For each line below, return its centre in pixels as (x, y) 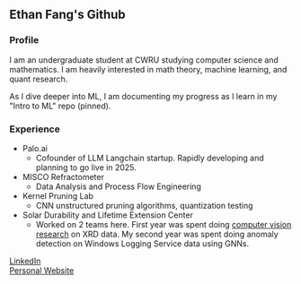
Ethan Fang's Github (67, 15)
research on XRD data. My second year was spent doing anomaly (157, 234)
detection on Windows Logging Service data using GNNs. (142, 243)
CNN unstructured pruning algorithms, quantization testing (144, 205)
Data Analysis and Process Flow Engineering (119, 186)
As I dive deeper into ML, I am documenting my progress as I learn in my (143, 96)
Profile (24, 40)
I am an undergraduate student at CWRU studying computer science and (144, 60)
